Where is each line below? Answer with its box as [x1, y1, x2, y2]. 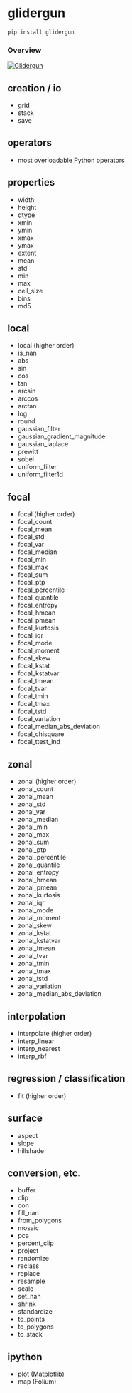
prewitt [17, 448, 39, 456]
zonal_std [17, 800, 46, 808]
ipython [7, 1351, 43, 1363]
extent [17, 248, 37, 257]
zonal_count [17, 785, 54, 793]
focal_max [17, 563, 48, 572]
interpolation [7, 1010, 66, 1022]
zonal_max [17, 830, 50, 839]
